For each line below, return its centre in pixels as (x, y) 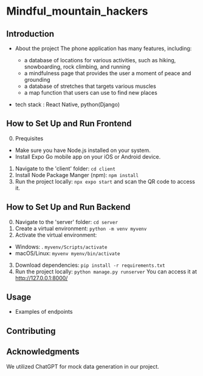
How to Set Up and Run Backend (68, 207)
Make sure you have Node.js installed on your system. (83, 150)
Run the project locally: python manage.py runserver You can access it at (106, 271)
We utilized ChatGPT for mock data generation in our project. (83, 366)
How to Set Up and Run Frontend (69, 124)
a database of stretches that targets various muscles (90, 86)
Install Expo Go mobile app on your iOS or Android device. (88, 156)
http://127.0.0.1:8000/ (41, 278)
